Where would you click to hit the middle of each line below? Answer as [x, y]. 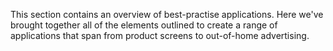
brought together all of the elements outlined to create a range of [144, 25]
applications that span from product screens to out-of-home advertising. [160, 35]
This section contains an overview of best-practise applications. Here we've [167, 14]
